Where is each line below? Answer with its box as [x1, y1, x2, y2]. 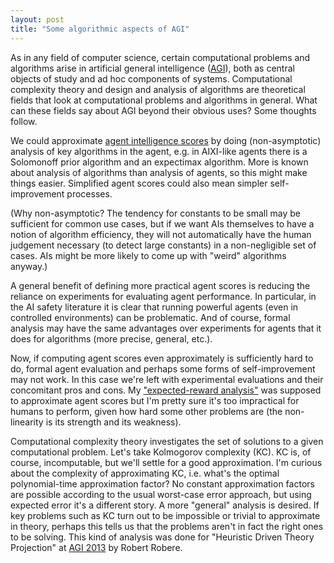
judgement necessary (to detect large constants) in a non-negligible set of [10, 239, 317, 251]
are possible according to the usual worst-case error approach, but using [10, 488, 312, 500]
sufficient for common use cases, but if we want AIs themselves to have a [10, 217, 315, 230]
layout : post [10, 14, 65, 25]
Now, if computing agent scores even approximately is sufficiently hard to [10, 352, 314, 364]
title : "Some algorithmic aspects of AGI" [10, 24, 190, 34]
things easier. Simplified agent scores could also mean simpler [10, 177, 268, 189]
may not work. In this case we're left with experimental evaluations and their [10, 373, 324, 385]
